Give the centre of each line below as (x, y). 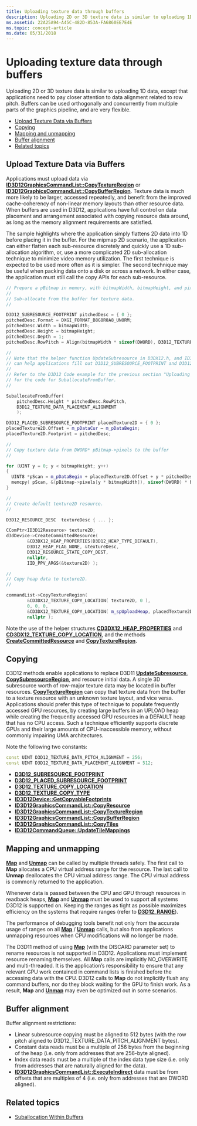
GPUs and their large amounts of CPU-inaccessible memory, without (89, 729)
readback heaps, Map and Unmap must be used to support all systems (92, 899)
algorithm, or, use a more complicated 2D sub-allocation (99, 252)
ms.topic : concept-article (39, 28)
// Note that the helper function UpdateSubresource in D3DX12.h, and (94, 358)
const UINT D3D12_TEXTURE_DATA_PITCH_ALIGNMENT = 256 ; (74, 758)
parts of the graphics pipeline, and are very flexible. (68, 110)
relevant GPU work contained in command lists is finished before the (89, 972)
